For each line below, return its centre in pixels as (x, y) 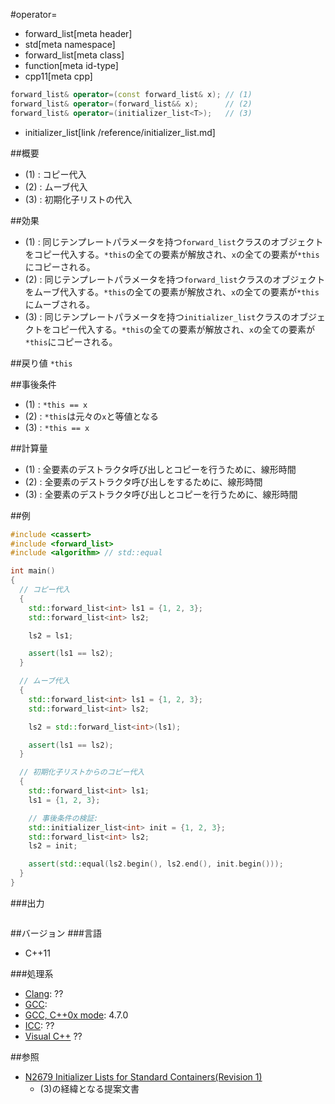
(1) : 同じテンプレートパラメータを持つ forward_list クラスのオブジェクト (174, 241)
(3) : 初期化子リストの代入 (78, 199)
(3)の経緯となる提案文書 (89, 1088)
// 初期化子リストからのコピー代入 (82, 772)
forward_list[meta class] (74, 55)
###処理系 (32, 973)
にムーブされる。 (59, 304)
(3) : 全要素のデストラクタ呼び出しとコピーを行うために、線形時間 (161, 494)
